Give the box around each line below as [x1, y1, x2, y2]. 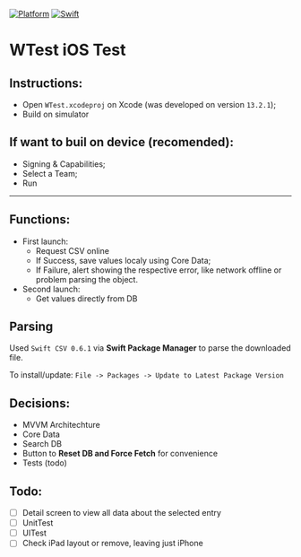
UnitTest [21, 518, 54, 528]
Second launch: [21, 283, 81, 294]
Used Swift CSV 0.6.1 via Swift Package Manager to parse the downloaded [9, 343, 291, 353]
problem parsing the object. [35, 274, 139, 284]
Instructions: [9, 75, 83, 91]
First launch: [21, 236, 69, 247]
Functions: [9, 212, 71, 228]
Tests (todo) [21, 457, 67, 468]
